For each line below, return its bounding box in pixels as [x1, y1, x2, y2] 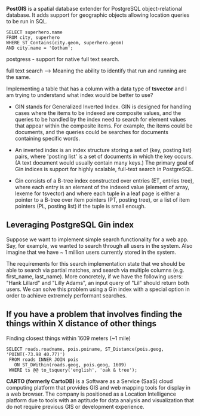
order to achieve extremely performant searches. [6, 291, 127, 299]
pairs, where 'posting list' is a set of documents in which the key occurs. [14, 153, 193, 160]
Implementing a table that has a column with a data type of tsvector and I [6, 85, 187, 92]
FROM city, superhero [6, 35, 60, 41]
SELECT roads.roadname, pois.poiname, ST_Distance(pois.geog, [6, 346, 164, 352]
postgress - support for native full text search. [6, 56, 119, 62]
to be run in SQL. [6, 18, 48, 25]
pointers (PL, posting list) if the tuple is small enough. [14, 203, 146, 209]
